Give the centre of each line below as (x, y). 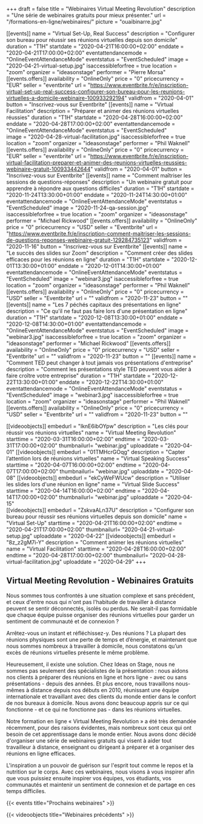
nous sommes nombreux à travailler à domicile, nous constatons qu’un (95, 646)
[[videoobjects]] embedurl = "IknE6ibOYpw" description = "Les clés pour (98, 426)
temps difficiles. (26, 791)
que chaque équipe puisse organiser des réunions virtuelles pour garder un (101, 615)
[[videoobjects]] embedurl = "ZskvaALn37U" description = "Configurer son (100, 510)
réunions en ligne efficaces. (41, 754)
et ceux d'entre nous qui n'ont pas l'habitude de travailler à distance (91, 602)
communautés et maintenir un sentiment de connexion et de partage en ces (101, 785)
